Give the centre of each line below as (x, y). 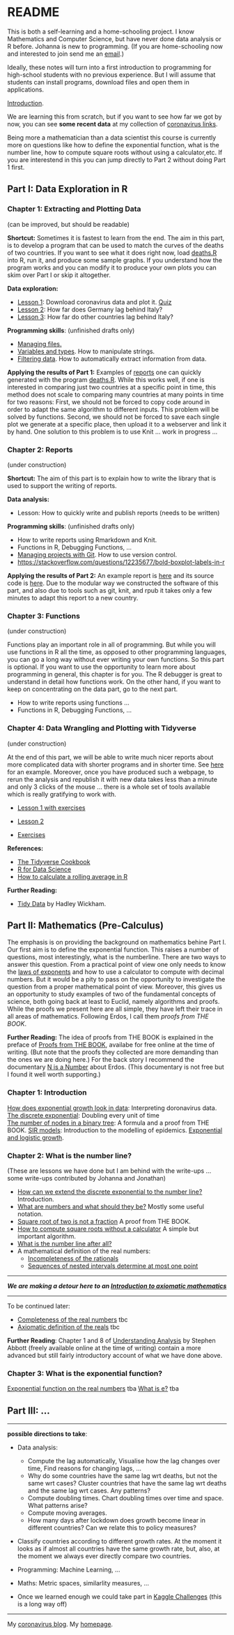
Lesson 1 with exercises (51, 808)
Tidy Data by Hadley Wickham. (62, 903)
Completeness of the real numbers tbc (72, 1319)
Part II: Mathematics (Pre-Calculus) (86, 925)
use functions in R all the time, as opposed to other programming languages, (117, 652)
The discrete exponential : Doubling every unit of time (84, 1115)
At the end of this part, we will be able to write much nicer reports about (110, 757)
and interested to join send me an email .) (65, 54)
